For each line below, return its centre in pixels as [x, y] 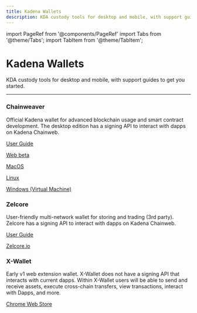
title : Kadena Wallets [34, 11]
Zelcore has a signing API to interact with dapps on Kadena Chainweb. [91, 223]
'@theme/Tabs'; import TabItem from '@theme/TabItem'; [74, 40]
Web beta [18, 155]
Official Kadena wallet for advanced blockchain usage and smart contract [95, 120]
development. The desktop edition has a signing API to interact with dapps [96, 126]
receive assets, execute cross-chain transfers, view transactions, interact [95, 287]
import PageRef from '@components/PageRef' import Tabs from [84, 33]
